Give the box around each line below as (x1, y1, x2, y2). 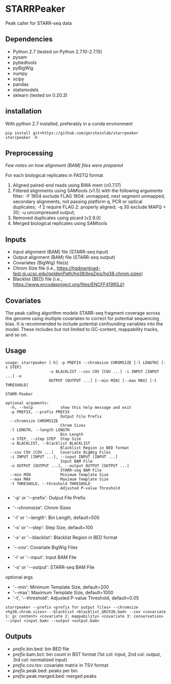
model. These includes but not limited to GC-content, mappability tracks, (5, 326, 159, 332)
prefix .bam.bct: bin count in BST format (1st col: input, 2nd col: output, (12, 651, 161, 657)
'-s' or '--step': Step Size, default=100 (12, 524, 93, 530)
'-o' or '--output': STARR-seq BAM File (12, 564, 95, 570)
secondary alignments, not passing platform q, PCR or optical (12, 198, 142, 205)
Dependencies (5, 35, 53, 44)
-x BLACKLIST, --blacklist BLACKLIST (10, 441, 91, 446)
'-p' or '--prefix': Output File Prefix (12, 494, 86, 501)
